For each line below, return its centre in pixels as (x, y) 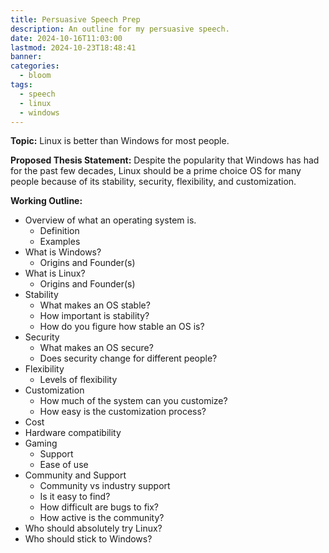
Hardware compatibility (73, 433)
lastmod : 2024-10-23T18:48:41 (73, 47)
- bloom (35, 76)
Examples (60, 242)
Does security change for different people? (128, 358)
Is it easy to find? (75, 497)
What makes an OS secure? (96, 348)
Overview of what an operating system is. (110, 220)
